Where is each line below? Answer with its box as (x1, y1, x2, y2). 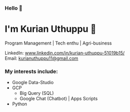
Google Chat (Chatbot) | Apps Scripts (19, 96, 98, 102)
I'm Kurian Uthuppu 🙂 (5, 23, 97, 35)
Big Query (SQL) (19, 90, 54, 96)
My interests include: (5, 68, 58, 75)
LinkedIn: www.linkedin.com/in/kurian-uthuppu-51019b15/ (5, 50, 125, 56)
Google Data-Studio (12, 80, 54, 86)
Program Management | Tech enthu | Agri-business (5, 40, 112, 46)
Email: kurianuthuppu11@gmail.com (5, 55, 79, 61)
